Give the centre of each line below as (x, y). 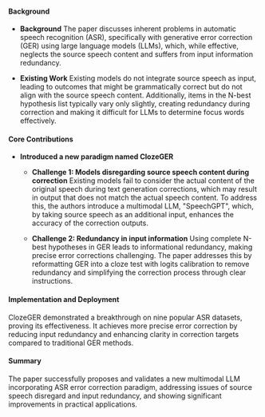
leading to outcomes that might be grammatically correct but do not (131, 87)
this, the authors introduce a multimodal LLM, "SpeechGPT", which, (142, 206)
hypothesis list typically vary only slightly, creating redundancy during (135, 104)
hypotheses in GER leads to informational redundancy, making (150, 247)
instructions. (52, 281)
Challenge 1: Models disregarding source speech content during (140, 173)
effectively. (38, 121)
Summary (25, 361)
